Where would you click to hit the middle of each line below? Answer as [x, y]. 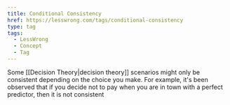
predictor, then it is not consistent [56, 94]
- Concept [28, 46]
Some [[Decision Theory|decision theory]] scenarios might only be [104, 72]
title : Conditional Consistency [54, 14]
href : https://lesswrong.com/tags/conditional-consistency [95, 20]
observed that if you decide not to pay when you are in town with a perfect [115, 87]
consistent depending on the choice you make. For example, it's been [108, 79]
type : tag [22, 26]
